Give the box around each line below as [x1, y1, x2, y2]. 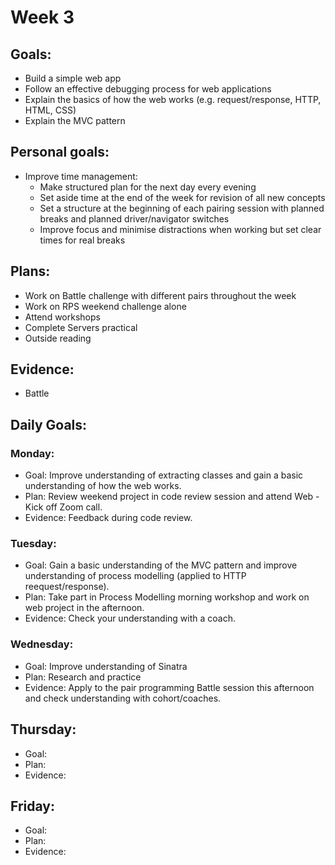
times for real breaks [39, 234, 126, 246]
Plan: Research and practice [24, 671, 142, 683]
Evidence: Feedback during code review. [24, 512, 193, 524]
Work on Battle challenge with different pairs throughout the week [24, 289, 297, 301]
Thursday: [10, 721, 77, 738]
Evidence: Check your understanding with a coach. [24, 612, 236, 625]
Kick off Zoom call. [24, 501, 103, 513]
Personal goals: [10, 144, 110, 161]
